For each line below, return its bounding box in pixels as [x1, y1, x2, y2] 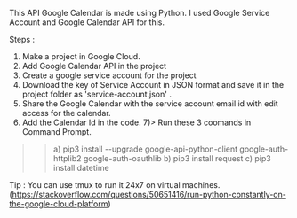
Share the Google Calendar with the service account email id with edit [21, 98, 278, 109]
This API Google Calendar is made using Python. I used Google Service [9, 8, 270, 18]
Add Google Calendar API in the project [21, 61, 167, 71]
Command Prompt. [21, 127, 92, 136]
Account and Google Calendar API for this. [9, 17, 165, 27]
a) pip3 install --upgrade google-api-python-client [52, 144, 238, 154]
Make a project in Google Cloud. [21, 51, 140, 61]
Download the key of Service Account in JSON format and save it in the [21, 80, 285, 90]
